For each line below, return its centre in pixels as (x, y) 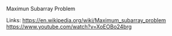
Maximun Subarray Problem (41, 9)
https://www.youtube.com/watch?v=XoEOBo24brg (69, 27)
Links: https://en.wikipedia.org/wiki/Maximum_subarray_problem (86, 20)
